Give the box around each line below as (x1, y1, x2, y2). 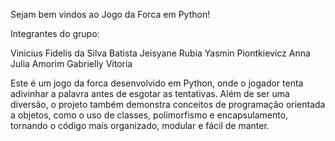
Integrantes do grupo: (10, 28, 100, 39)
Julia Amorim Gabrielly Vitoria (10, 58, 133, 69)
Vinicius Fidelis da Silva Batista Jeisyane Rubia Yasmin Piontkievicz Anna (10, 47, 311, 59)
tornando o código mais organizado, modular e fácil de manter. (10, 120, 270, 131)
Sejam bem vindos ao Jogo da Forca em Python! (10, 9, 211, 20)
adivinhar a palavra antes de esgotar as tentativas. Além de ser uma (10, 88, 290, 99)
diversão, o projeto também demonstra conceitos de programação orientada (10, 99, 326, 110)
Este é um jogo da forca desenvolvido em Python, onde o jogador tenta (10, 77, 304, 89)
